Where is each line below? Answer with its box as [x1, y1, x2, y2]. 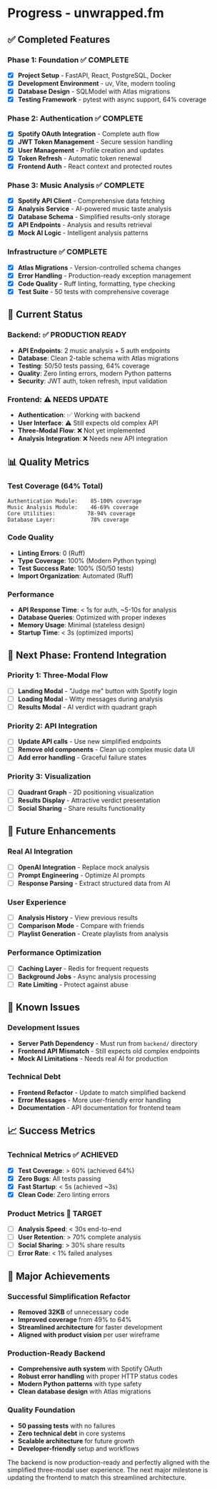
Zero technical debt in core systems [17, 1429, 126, 1438]
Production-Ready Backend [7, 1348, 106, 1358]
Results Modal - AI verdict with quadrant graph [17, 702, 157, 711]
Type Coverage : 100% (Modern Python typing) [17, 556, 157, 565]
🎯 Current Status [7, 308, 84, 320]
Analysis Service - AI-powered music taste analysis [17, 205, 172, 213]
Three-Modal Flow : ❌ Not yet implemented [17, 426, 146, 435]
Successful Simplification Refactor [7, 1291, 131, 1301]
